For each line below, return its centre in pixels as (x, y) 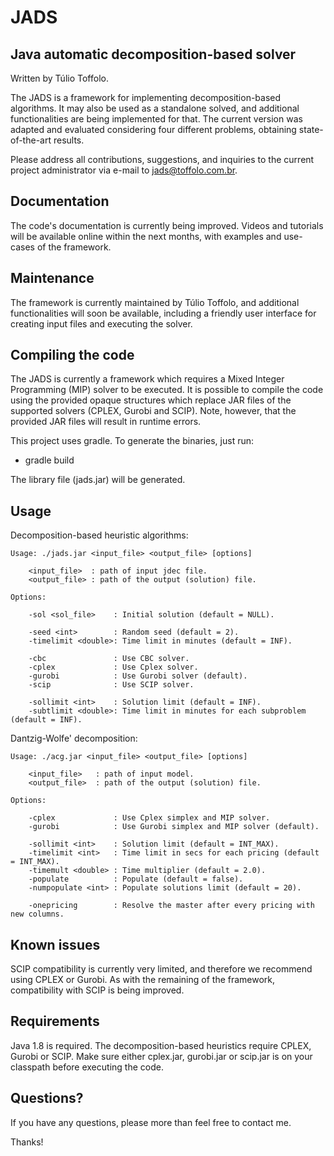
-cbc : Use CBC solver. (109, 659)
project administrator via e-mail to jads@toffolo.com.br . (124, 170)
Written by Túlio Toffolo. (59, 78)
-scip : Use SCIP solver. (111, 685)
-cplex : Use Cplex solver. (113, 667)
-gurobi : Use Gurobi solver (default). (138, 676)
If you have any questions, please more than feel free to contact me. (151, 1122)
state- (311, 129)
